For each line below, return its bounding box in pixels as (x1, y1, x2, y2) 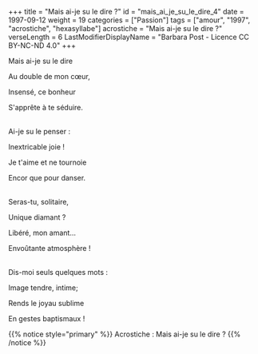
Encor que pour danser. (8, 173, 86, 182)
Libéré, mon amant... (8, 228, 77, 237)
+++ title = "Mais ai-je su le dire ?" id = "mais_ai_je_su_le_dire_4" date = (8, 7, 245, 16)
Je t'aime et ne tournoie (8, 157, 87, 167)
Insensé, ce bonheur (8, 87, 76, 97)
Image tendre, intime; (8, 283, 78, 292)
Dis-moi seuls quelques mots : (8, 268, 109, 276)
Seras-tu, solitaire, (8, 197, 69, 206)
